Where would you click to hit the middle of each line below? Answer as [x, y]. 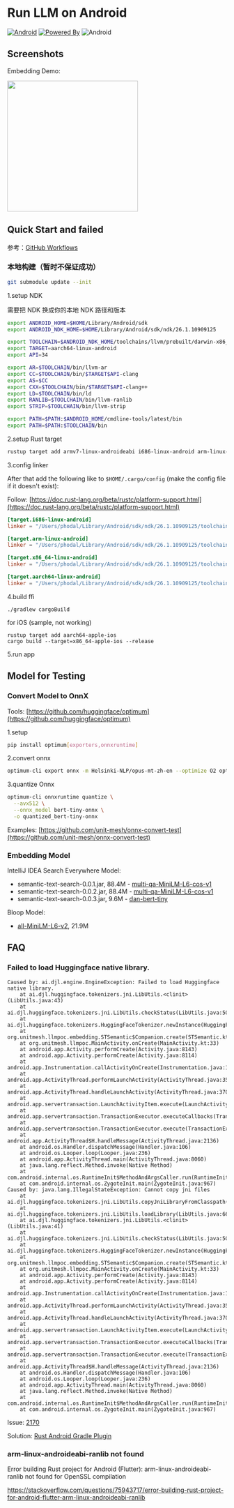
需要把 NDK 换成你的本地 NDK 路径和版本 [67, 310]
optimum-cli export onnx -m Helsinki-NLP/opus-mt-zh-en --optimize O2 [112, 771]
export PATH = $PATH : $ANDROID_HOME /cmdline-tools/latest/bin [95, 419]
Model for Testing [46, 676]
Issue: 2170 [23, 1422]
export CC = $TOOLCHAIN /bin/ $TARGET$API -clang [73, 374]
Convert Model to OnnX [48, 696]
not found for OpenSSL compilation [76, 1477]
